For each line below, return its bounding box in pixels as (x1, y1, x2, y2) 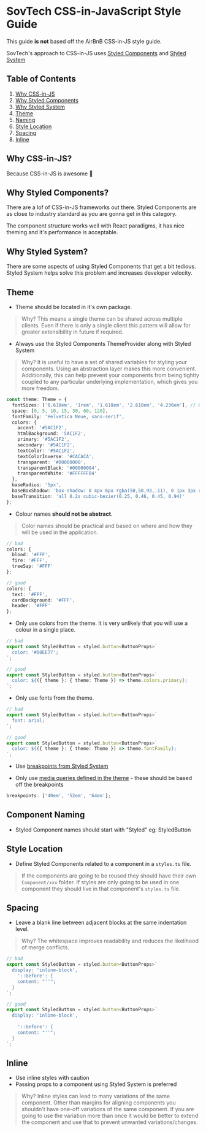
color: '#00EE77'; (12, 649, 59, 656)
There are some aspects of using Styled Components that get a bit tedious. (6, 262, 196, 270)
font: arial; (12, 717, 45, 724)
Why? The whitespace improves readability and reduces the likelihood (21, 937, 199, 945)
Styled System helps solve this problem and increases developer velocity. (6, 269, 193, 277)
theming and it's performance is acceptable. (6, 229, 118, 236)
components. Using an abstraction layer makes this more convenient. (21, 365, 197, 372)
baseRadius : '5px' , (12, 482, 62, 488)
